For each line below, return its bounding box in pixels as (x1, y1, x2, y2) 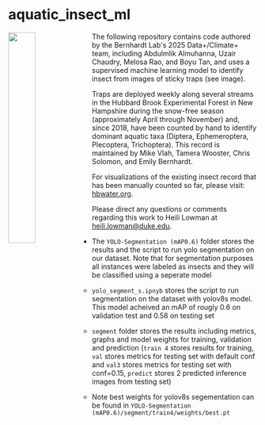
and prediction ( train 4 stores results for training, (92, 343, 255, 352)
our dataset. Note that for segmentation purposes (92, 253, 254, 262)
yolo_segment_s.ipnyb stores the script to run (92, 285, 240, 295)
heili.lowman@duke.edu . (92, 220, 172, 231)
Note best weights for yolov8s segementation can (92, 392, 255, 401)
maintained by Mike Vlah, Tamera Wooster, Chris (92, 148, 251, 158)
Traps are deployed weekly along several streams (92, 89, 254, 98)
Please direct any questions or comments (92, 204, 227, 213)
